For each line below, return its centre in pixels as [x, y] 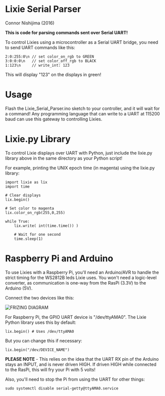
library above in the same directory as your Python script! [64, 158]
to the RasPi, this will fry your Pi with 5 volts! [50, 370]
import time [17, 187]
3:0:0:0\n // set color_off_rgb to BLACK [51, 61]
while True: [17, 221]
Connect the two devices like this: [40, 297]
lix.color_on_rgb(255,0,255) [35, 212]
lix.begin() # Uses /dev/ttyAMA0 [40, 331]
